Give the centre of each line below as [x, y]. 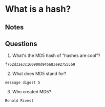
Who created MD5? [31, 92]
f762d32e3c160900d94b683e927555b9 [40, 65]
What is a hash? [38, 9]
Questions [21, 43]
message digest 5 [23, 83]
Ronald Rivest [20, 101]
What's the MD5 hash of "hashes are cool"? [56, 55]
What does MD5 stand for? [39, 74]
